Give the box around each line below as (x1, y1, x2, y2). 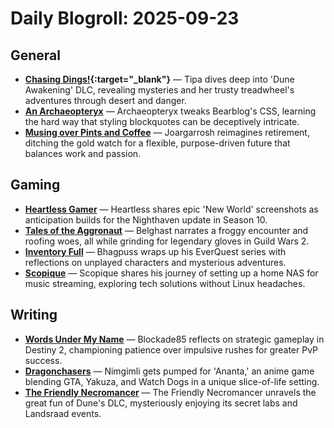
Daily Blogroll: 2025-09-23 (10, 7, 240, 30)
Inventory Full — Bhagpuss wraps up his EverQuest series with (24, 245, 287, 257)
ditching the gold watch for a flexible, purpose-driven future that (24, 137, 291, 149)
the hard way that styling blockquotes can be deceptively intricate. (24, 116, 300, 127)
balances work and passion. (24, 148, 142, 159)
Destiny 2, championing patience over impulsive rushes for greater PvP (24, 343, 319, 356)
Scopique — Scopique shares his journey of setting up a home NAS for (24, 267, 319, 279)
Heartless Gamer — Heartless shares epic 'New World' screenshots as (24, 203, 319, 215)
